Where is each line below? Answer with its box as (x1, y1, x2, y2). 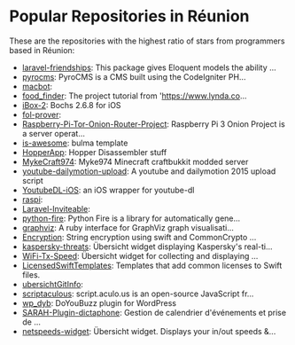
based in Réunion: (9, 44, 75, 55)
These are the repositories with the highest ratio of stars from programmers (9, 35, 285, 46)
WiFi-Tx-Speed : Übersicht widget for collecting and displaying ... (21, 250, 259, 261)
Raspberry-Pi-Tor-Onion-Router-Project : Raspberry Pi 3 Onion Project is (21, 118, 285, 129)
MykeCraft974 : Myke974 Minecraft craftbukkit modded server (21, 156, 249, 167)
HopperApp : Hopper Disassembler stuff (21, 146, 167, 157)
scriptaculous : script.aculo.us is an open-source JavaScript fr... (21, 288, 254, 299)
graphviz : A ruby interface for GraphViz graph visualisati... (21, 222, 235, 232)
